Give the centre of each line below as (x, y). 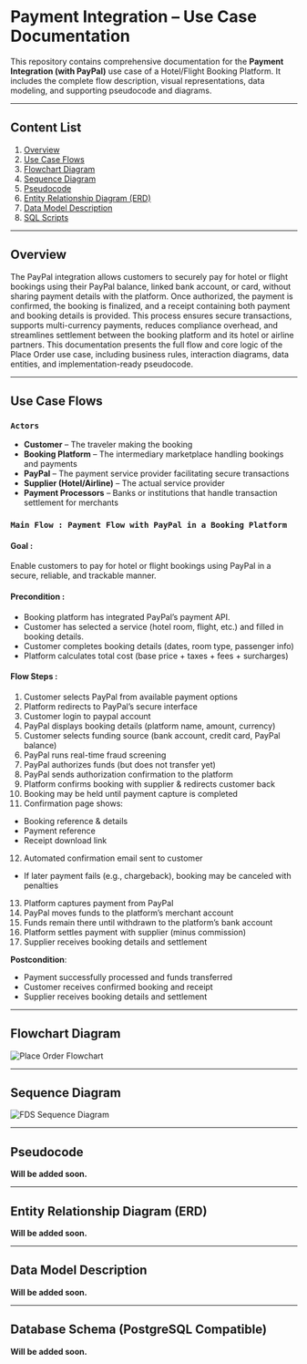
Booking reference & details (76, 821)
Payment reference (60, 831)
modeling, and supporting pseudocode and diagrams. (111, 90)
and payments (51, 464)
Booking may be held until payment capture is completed (130, 793)
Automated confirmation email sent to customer (113, 858)
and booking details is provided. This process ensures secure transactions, (151, 315)
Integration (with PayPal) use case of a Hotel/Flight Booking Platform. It (146, 71)
